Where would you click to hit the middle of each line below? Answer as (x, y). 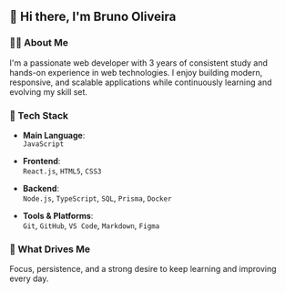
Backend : (41, 188)
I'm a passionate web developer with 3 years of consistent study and (139, 63)
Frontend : (41, 161)
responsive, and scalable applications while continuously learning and (141, 82)
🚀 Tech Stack (39, 115)
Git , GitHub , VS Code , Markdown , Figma (91, 225)
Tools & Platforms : (58, 215)
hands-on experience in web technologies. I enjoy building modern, (136, 72)
